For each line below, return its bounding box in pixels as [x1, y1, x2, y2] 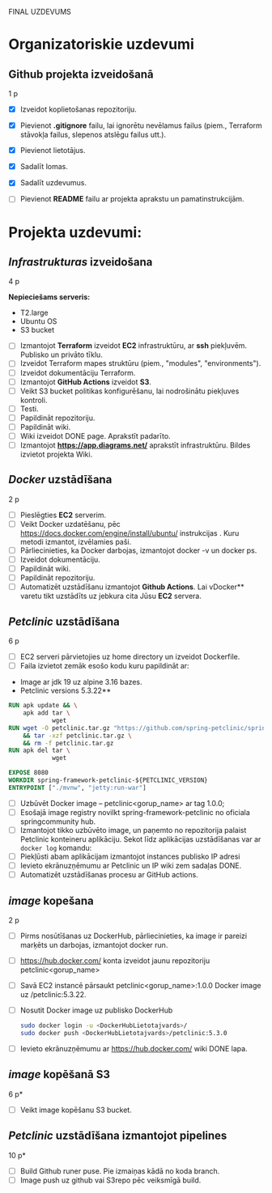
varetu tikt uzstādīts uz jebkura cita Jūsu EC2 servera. [19, 591, 202, 601]
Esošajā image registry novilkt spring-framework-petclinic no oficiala [19, 807, 251, 817]
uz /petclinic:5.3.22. [19, 990, 87, 1000]
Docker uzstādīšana [8, 473, 113, 486]
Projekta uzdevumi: [8, 223, 142, 241]
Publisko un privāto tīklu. [19, 350, 103, 359]
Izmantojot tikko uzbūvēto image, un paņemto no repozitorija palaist [19, 825, 247, 834]
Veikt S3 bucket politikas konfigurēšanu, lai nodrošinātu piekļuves [19, 386, 240, 396]
